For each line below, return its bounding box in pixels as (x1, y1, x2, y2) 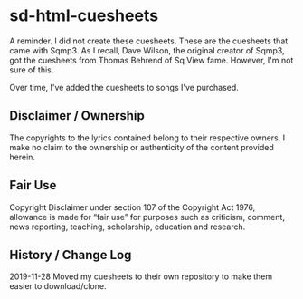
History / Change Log (9, 246, 132, 263)
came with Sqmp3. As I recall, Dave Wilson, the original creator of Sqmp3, (9, 44, 285, 55)
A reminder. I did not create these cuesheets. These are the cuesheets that (9, 35, 289, 46)
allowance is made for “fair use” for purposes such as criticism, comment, (9, 211, 285, 222)
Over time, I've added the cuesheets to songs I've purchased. (9, 82, 240, 92)
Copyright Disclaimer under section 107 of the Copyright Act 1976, (9, 201, 256, 213)
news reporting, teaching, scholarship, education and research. (9, 221, 246, 232)
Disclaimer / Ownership (9, 108, 145, 123)
